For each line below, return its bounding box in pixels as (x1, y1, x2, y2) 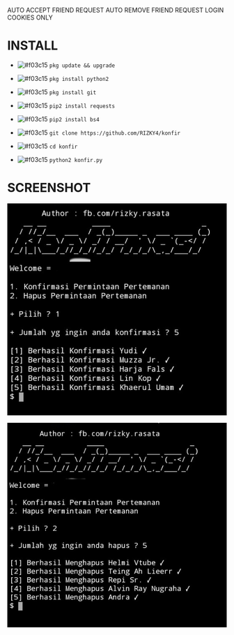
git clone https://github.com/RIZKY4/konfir (49, 129, 181, 137)
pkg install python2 (49, 75, 109, 82)
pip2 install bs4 (49, 116, 100, 123)
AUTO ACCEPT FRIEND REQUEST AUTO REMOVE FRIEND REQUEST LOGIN (7, 6, 224, 14)
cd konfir (49, 143, 78, 150)
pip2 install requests (49, 103, 116, 110)
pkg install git (49, 89, 97, 96)
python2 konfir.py (49, 156, 103, 163)
